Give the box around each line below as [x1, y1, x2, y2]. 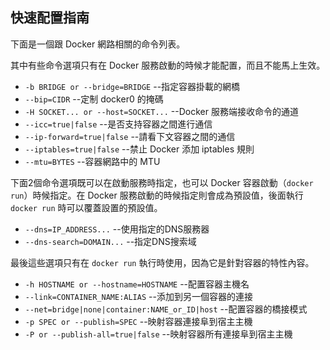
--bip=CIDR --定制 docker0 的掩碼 [24, 93, 164, 105]
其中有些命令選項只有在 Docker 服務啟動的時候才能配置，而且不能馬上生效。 [10, 59, 326, 71]
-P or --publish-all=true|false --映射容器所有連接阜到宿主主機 [24, 328, 293, 340]
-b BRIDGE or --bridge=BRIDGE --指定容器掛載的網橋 [24, 80, 241, 92]
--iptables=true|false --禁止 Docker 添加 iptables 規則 [24, 143, 255, 155]
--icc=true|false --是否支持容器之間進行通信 [24, 118, 213, 130]
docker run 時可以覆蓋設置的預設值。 [10, 201, 163, 213]
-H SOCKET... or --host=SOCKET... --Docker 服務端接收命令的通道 [24, 105, 299, 117]
